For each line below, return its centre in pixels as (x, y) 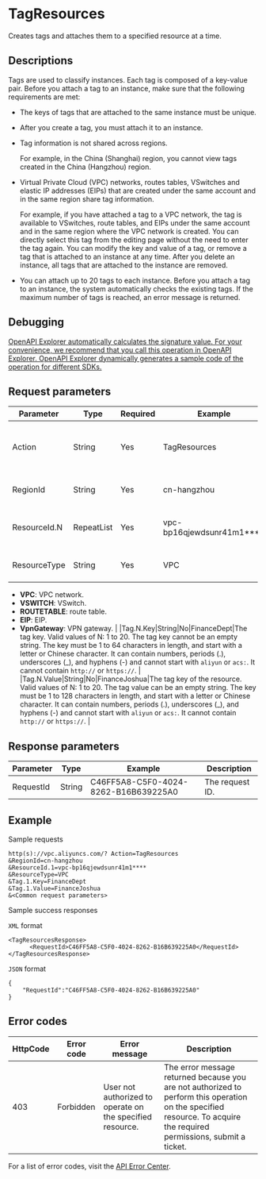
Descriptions (41, 61)
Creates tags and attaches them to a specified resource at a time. (115, 36)
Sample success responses (53, 910)
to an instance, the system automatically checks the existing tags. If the (136, 289)
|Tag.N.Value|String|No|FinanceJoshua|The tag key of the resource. (131, 679)
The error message (199, 1067)
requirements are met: (44, 97)
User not (120, 1087)
